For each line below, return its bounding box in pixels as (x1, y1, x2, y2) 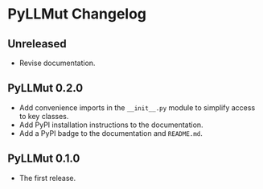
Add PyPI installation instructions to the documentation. (18, 120, 203, 129)
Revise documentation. (18, 58, 96, 68)
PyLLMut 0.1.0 (7, 152, 80, 166)
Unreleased (7, 37, 68, 51)
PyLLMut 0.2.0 (7, 81, 84, 95)
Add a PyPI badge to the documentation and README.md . (18, 128, 203, 138)
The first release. (18, 173, 76, 183)
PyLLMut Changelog (7, 5, 146, 23)
